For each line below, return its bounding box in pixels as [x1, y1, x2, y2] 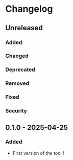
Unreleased [5, 24, 43, 32]
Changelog [5, 3, 53, 15]
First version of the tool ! [12, 150, 65, 156]
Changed [5, 52, 29, 59]
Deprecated [5, 66, 36, 73]
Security [5, 107, 27, 115]
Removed [5, 80, 30, 87]
